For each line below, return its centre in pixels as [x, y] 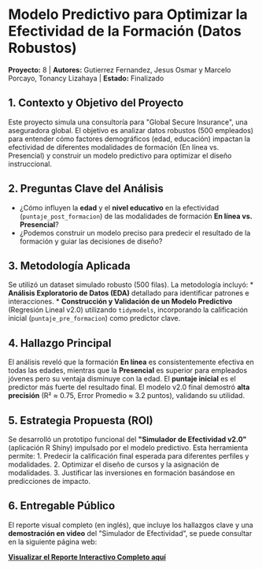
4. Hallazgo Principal [60, 343]
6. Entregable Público [62, 506]
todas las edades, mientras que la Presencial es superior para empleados [128, 370]
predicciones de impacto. [50, 481]
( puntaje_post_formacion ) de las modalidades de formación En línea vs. [136, 216]
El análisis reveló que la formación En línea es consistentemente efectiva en [131, 362]
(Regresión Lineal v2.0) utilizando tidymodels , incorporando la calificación [128, 310]
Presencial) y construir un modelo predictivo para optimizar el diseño [120, 155]
